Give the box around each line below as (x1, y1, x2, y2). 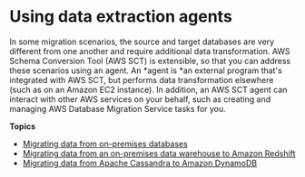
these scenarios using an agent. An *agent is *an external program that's (9, 65, 283, 76)
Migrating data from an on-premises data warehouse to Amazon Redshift (22, 147, 296, 159)
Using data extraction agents (9, 6, 233, 27)
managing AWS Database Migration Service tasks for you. (9, 103, 227, 114)
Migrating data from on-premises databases (22, 138, 188, 149)
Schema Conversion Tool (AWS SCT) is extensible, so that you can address (9, 55, 291, 66)
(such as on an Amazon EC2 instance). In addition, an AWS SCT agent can (9, 84, 288, 95)
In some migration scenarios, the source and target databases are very (9, 36, 275, 47)
